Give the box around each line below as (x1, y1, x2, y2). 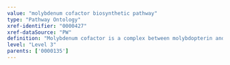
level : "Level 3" (7, 41, 57, 48)
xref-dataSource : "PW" (7, 28, 72, 36)
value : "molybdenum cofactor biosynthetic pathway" (7, 9, 157, 17)
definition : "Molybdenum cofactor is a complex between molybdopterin (7, 35, 213, 42)
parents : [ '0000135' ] (7, 48, 69, 55)
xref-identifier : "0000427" (7, 22, 88, 29)
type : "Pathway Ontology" (7, 16, 81, 23)
